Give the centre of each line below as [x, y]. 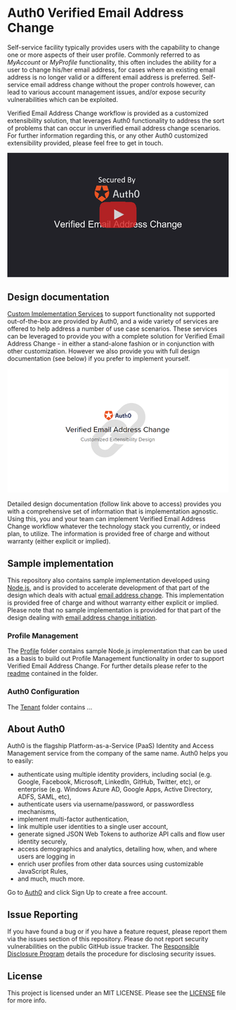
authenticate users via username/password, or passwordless [106, 804]
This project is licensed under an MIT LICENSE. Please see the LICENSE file [117, 993]
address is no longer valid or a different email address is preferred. [104, 77]
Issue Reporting [43, 914]
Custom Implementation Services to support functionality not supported [111, 313]
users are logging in [46, 857]
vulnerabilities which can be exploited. [63, 99]
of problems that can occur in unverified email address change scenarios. [114, 128]
